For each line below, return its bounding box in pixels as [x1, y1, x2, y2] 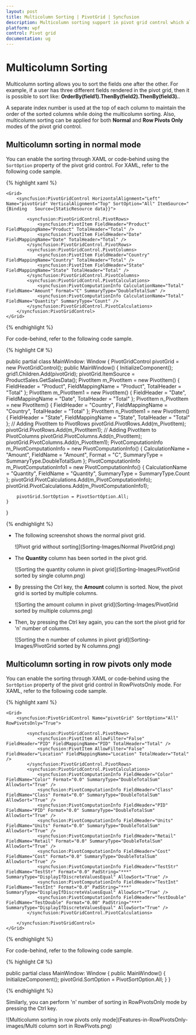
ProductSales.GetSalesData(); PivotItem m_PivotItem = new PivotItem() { [6, 376, 180, 384]
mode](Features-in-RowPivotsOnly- [102, 1016, 188, 1023]
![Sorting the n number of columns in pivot [14, 636, 117, 643]
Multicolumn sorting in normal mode [6, 140, 141, 150]
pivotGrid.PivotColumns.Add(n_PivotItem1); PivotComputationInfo [6, 439, 163, 446]
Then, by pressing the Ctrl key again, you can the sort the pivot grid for [14, 619, 185, 626]
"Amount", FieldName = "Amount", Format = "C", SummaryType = [6, 451, 163, 458]
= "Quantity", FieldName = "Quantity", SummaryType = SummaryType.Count [6, 470, 190, 477]
